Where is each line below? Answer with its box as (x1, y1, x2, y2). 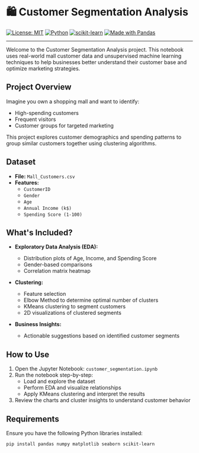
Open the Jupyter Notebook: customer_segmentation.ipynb (14, 365, 158, 372)
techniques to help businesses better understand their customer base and (6, 58, 187, 66)
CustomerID (23, 186, 51, 192)
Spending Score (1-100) (23, 212, 83, 218)
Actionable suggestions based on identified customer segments (23, 332, 179, 339)
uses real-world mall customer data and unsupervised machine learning (6, 52, 182, 59)
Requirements (6, 414, 59, 424)
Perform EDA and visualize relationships (23, 384, 121, 391)
